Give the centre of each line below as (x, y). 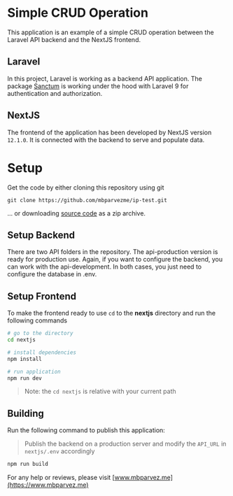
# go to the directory (40, 334)
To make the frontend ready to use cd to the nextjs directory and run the (111, 313)
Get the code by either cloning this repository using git (86, 187)
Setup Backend (41, 235)
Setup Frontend (42, 296)
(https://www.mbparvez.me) (48, 485)
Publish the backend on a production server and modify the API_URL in (125, 444)
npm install (24, 359)
